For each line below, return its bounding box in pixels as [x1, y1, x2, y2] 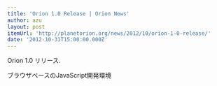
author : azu [7, 17, 42, 24]
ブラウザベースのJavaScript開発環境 [7, 71, 112, 80]
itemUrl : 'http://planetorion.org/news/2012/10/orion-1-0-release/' [7, 29, 211, 37]
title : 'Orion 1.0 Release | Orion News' [7, 10, 130, 17]
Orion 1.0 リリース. [7, 57, 61, 65]
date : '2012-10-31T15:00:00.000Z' [7, 36, 108, 43]
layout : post [7, 23, 45, 30]
